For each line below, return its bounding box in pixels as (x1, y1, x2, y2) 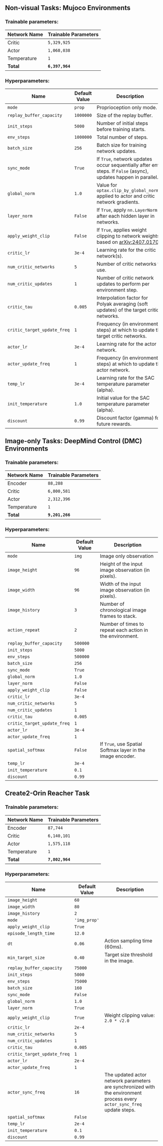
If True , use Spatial (100, 741, 142, 747)
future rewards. (96, 420, 132, 427)
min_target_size (7, 955, 45, 960)
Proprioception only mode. (96, 104, 157, 111)
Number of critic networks (96, 260, 157, 267)
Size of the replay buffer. (96, 112, 153, 118)
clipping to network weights (96, 232, 160, 239)
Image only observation (100, 552, 154, 559)
